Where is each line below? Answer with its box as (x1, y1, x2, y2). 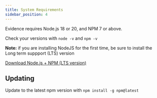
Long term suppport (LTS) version (5, 50, 75, 56)
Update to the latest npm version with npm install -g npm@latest (5, 88, 139, 94)
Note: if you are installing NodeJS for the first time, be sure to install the (5, 45, 153, 51)
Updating (5, 74, 35, 83)
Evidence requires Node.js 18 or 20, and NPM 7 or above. (5, 25, 123, 31)
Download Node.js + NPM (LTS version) (5, 60, 87, 66)
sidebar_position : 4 (5, 12, 48, 17)
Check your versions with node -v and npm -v (5, 35, 98, 41)
